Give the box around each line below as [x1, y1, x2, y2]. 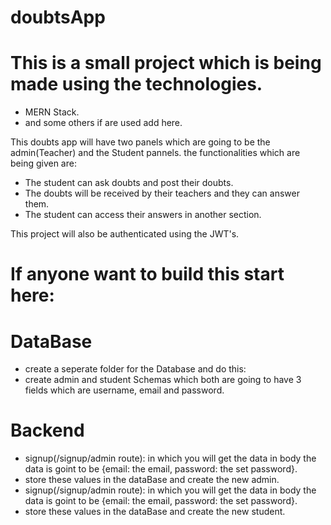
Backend [10, 419, 85, 442]
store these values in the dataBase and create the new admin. [24, 474, 280, 486]
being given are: [10, 157, 77, 170]
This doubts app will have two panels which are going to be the [10, 136, 271, 148]
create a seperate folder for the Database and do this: [24, 363, 247, 375]
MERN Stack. [24, 106, 80, 118]
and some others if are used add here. [24, 117, 183, 129]
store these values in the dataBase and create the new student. [24, 506, 286, 518]
